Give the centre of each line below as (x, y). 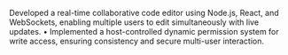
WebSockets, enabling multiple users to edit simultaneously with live (134, 22)
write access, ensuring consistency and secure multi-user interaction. (136, 41)
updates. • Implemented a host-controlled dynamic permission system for (144, 31)
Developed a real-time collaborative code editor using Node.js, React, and (144, 13)
